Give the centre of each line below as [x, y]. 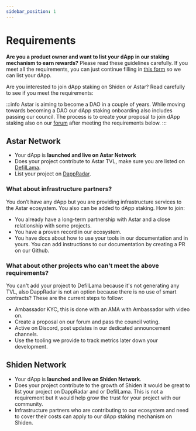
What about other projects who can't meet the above [82, 266]
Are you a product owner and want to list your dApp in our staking [88, 57]
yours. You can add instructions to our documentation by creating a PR [100, 244]
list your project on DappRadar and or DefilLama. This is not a [89, 391]
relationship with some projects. [53, 225]
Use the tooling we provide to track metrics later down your [86, 340]
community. [29, 404]
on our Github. [32, 250]
